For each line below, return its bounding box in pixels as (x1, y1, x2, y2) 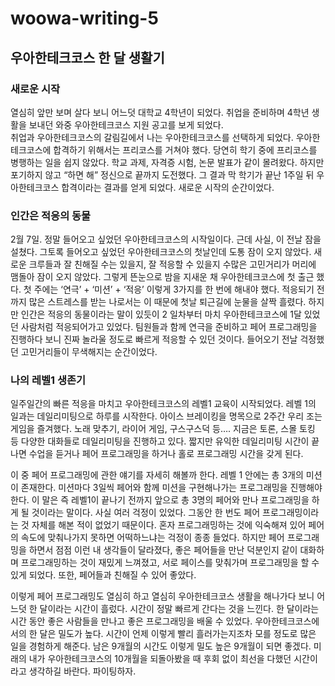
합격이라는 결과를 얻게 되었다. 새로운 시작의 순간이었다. (61, 181, 275, 193)
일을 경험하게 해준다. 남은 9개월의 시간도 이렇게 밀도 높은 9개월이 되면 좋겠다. (10, 640, 312, 652)
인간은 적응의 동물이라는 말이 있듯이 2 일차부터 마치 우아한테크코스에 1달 (20, 308, 302, 321)
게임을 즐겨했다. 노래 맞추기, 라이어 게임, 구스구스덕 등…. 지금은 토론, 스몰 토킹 (10, 423, 316, 435)
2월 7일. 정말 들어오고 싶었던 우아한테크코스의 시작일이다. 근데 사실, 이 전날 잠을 (10, 233, 322, 246)
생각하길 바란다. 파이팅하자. (28, 665, 137, 677)
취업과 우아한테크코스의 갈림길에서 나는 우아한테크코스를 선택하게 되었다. (10, 131, 294, 143)
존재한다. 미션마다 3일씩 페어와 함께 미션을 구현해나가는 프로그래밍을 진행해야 (20, 482, 323, 494)
